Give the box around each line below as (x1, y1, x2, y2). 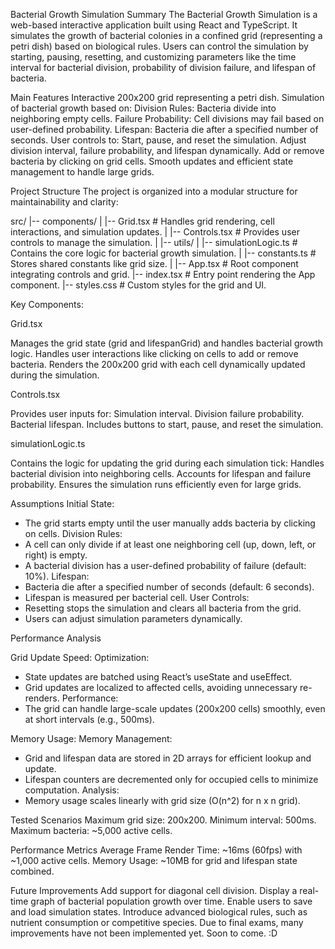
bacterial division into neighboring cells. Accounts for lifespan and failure (10, 468, 312, 479)
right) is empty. (24, 549, 88, 561)
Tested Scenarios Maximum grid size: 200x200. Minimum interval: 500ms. (10, 814, 317, 826)
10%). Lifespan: (24, 570, 90, 582)
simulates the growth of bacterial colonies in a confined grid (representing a (10, 30, 323, 41)
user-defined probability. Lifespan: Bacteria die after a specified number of (10, 124, 319, 135)
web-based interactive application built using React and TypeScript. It (10, 19, 298, 31)
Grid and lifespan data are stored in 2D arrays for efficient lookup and (24, 752, 312, 764)
